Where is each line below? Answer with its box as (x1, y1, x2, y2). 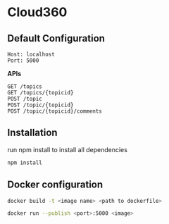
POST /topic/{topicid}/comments (7, 108, 102, 115)
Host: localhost (7, 51, 55, 58)
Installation (7, 127, 58, 139)
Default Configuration (7, 32, 106, 44)
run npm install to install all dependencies (7, 145, 128, 154)
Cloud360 (7, 4, 68, 20)
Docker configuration (7, 179, 104, 191)
